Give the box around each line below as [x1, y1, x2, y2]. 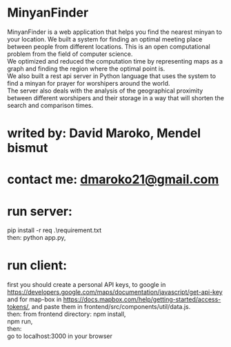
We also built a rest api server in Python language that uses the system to [7, 71, 216, 80]
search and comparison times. [7, 101, 94, 109]
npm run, [7, 317, 33, 326]
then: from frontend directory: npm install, [7, 310, 126, 319]
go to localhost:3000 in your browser [7, 332, 112, 340]
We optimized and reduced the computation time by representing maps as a [7, 57, 223, 65]
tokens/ [7, 303, 29, 311]
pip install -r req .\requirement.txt [7, 226, 102, 234]
